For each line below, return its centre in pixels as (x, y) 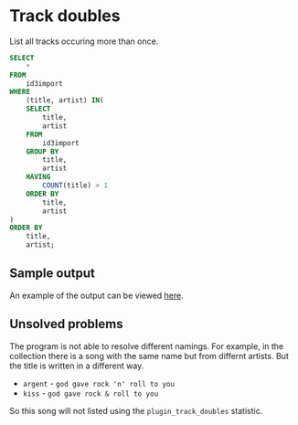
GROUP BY (43, 152)
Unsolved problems (66, 324)
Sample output (53, 274)
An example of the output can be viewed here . (97, 295)
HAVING (38, 177)
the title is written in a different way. (77, 366)
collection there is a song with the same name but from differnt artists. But (149, 356)
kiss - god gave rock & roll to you (90, 393)
